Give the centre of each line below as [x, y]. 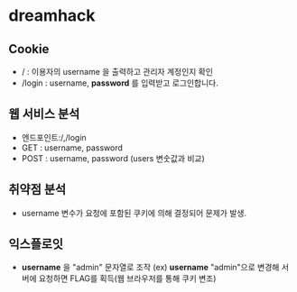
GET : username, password [72, 147]
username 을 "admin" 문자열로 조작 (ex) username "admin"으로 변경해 [150, 268]
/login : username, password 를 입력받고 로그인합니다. [120, 83]
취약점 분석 [37, 190]
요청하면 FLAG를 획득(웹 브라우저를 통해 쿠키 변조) [127, 278]
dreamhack [52, 16]
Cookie [29, 49]
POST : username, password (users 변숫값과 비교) [113, 158]
